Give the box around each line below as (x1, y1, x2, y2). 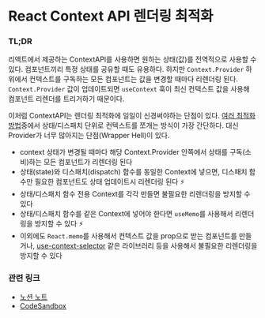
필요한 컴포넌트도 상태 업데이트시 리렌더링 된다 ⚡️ (34, 177, 185, 186)
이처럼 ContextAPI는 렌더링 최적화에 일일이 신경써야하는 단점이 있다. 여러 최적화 (8, 111, 256, 121)
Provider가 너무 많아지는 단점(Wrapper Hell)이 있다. (8, 131, 170, 140)
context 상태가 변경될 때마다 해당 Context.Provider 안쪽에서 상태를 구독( (19, 148, 245, 157)
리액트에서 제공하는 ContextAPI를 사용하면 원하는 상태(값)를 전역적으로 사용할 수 (8, 54, 257, 64)
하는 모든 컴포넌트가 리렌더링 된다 (28, 157, 133, 166)
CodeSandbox (19, 301, 67, 310)
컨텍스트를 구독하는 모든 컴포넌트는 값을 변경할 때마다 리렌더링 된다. (28, 74, 239, 84)
